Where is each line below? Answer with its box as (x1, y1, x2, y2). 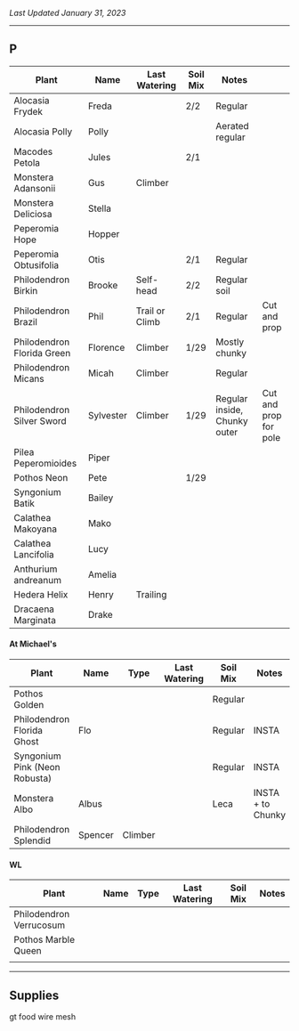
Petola (13, 156, 40, 168)
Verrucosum (13, 919, 65, 931)
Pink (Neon (13, 761, 61, 774)
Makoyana (13, 523, 58, 535)
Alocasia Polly (13, 125, 73, 137)
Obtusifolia (13, 258, 60, 271)
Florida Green (13, 346, 71, 359)
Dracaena (13, 603, 55, 615)
